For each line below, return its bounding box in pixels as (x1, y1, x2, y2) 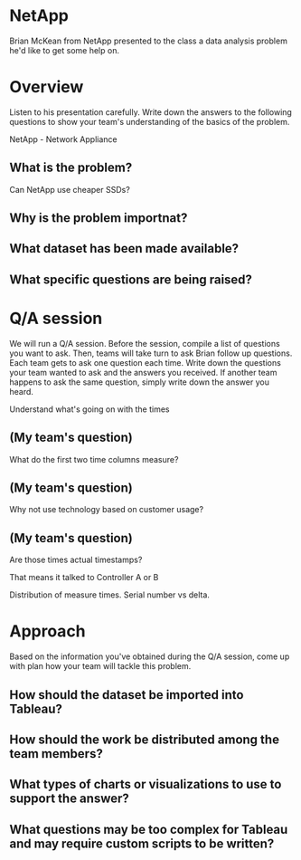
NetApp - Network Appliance (9, 133, 118, 145)
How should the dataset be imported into (9, 687, 244, 702)
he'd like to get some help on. (9, 44, 120, 55)
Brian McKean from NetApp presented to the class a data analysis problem (9, 35, 287, 46)
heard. (9, 386, 34, 397)
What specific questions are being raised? (9, 272, 253, 287)
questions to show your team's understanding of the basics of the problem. (9, 116, 290, 127)
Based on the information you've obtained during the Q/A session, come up (9, 651, 290, 662)
